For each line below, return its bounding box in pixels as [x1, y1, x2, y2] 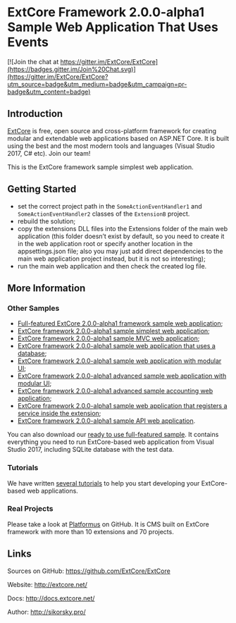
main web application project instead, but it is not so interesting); [17, 254, 206, 263]
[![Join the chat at [7, 57, 59, 66]
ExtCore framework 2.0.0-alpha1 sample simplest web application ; [17, 327, 210, 335]
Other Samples [7, 303, 60, 313]
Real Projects [7, 504, 54, 514]
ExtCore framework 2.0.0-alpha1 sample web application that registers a [17, 402, 228, 410]
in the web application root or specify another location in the [17, 239, 193, 247]
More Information [7, 282, 86, 294]
